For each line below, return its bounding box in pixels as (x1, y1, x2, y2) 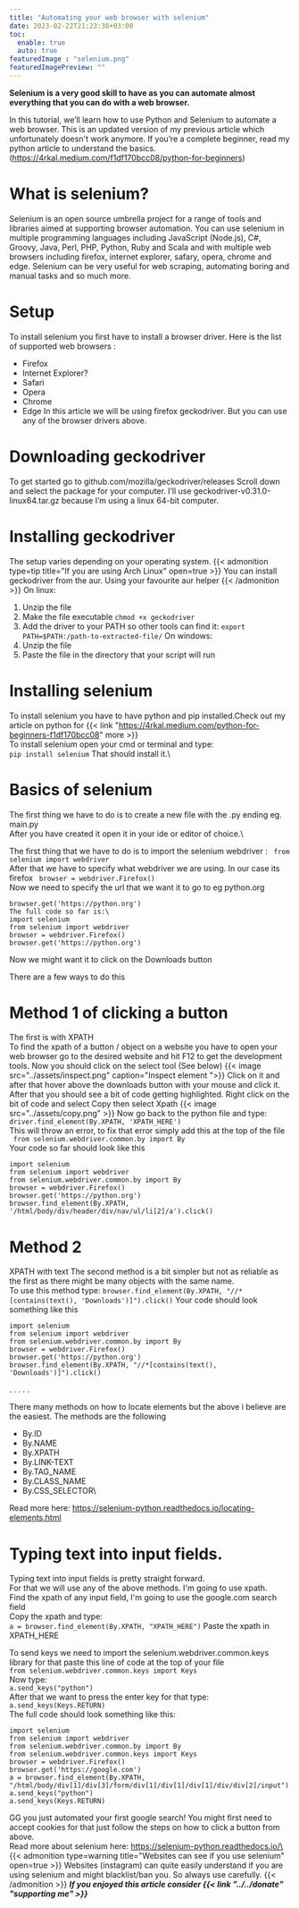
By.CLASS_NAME (21, 1476, 87, 1487)
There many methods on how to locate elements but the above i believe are (9, 1402, 287, 1412)
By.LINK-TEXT (21, 1457, 74, 1468)
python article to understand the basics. (9, 142, 156, 153)
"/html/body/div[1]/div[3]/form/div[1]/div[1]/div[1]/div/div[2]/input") (9, 1781, 290, 1790)
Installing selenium (9, 681, 154, 700)
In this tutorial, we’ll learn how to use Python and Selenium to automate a (9, 114, 277, 125)
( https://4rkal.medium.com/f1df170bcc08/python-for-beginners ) (9, 152, 245, 163)
